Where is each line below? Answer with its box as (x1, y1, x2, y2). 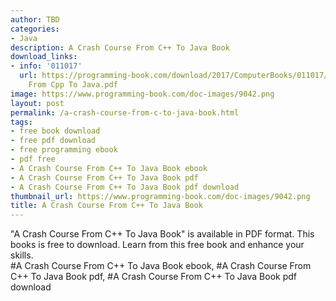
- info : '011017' (10, 61, 83, 71)
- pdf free (10, 154, 56, 164)
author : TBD (10, 14, 60, 25)
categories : (10, 24, 60, 34)
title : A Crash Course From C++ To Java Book (10, 201, 203, 211)
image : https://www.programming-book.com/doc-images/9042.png (10, 89, 275, 99)
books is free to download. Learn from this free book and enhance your (10, 239, 305, 251)
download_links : (10, 52, 78, 62)
